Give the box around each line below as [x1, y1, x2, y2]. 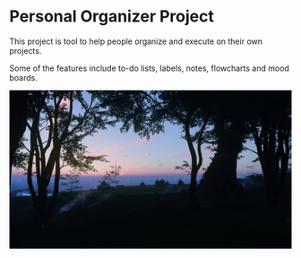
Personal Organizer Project [9, 6, 215, 27]
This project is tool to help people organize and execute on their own [9, 36, 262, 47]
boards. [9, 72, 38, 82]
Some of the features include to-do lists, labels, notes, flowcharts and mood [9, 63, 289, 73]
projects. [9, 45, 42, 56]
